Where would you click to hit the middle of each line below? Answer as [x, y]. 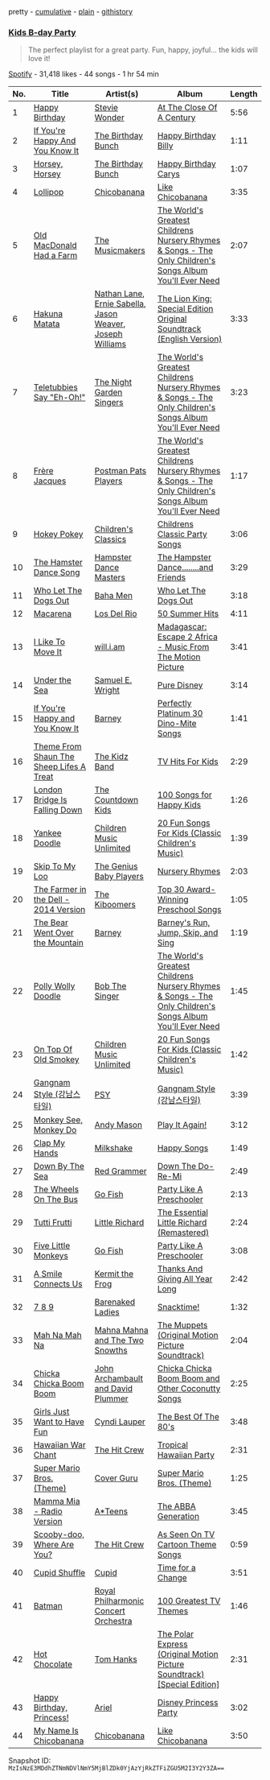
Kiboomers [115, 905]
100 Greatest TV [189, 1601]
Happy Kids [179, 805]
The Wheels [56, 1189]
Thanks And [180, 1269]
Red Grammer [121, 1171]
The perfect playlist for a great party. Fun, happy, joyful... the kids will [143, 50]
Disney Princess [188, 1703]
